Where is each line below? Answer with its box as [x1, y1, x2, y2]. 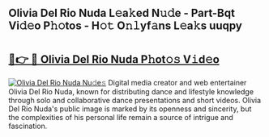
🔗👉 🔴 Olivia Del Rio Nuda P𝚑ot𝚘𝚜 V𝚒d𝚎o [8, 52, 220, 66]
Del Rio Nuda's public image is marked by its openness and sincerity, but [8, 104, 252, 114]
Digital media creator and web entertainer [108, 78, 247, 87]
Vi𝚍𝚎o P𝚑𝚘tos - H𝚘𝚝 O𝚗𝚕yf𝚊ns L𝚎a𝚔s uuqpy [8, 19, 243, 33]
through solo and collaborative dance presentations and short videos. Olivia [8, 96, 262, 105]
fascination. [8, 121, 48, 131]
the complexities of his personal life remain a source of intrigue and [8, 113, 233, 122]
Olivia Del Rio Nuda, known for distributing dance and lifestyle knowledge [8, 87, 254, 96]
